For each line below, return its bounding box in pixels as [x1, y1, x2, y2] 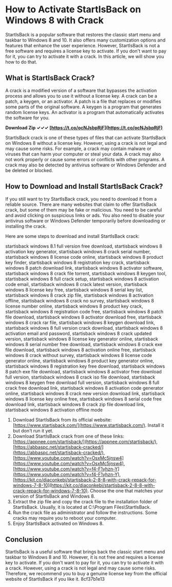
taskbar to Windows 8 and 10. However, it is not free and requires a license [5, 554, 163, 560]
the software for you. [5, 115, 50, 121]
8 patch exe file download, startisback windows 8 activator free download [5, 368, 162, 374]
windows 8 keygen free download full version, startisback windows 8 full [5, 379, 160, 386]
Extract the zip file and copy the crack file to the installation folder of [12, 498, 158, 504]
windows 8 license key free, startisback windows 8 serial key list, [5, 287, 144, 293]
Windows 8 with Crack [5, 14, 104, 26]
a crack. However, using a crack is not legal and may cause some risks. [5, 565, 157, 571]
